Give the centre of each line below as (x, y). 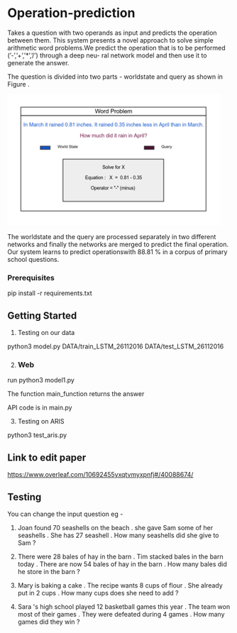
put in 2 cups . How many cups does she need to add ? (98, 593)
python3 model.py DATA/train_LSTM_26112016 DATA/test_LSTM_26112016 (116, 346)
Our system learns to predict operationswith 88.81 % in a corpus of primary (117, 252)
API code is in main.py (40, 408)
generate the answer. (38, 62)
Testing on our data (46, 333)
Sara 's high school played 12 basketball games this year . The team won (124, 606)
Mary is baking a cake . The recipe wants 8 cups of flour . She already (120, 585)
